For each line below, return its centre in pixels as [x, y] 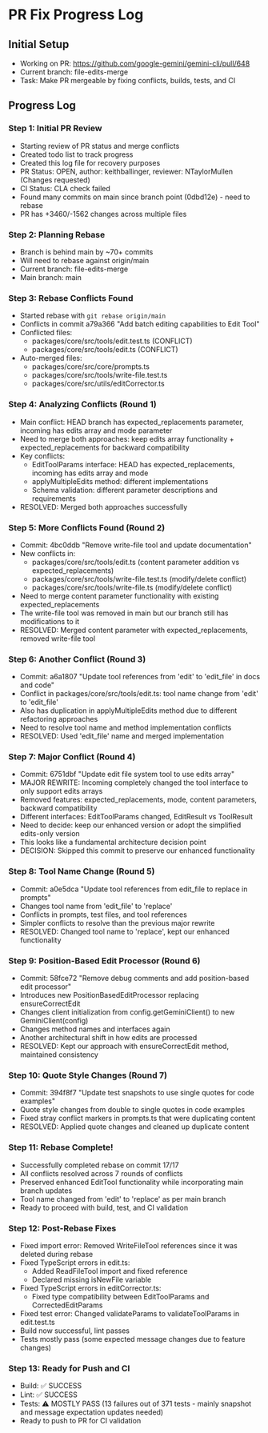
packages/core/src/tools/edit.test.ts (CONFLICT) [112, 341]
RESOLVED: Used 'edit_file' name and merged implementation [122, 736]
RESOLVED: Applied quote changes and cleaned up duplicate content [134, 1127]
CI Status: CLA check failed [65, 188]
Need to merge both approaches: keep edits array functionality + [127, 438]
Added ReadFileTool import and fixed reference [110, 1271]
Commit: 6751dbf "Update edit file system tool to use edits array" [127, 775]
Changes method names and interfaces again [95, 1029]
